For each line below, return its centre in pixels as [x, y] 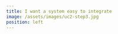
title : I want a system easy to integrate [59, 11]
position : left [25, 22]
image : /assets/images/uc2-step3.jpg [53, 17]
